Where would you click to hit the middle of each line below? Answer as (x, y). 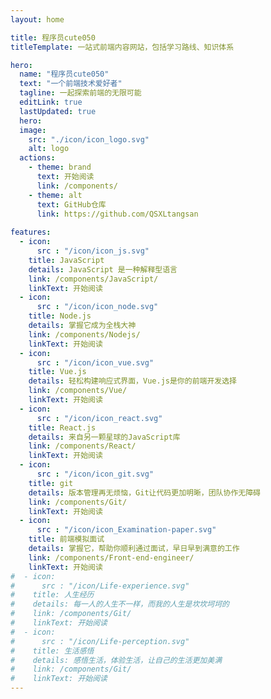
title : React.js (62, 427)
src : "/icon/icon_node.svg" (97, 307)
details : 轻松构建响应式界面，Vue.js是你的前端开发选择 (132, 381)
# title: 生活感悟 (52, 651)
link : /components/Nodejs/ (84, 334)
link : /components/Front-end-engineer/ (111, 557)
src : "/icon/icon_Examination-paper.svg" (126, 530)
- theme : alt (55, 195)
